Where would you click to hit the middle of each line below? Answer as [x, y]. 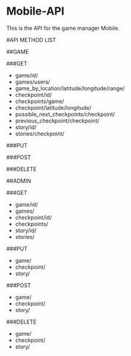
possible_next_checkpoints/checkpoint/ [65, 114]
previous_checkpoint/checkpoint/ [57, 121]
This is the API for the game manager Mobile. [63, 28]
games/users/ [33, 82]
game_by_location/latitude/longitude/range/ [70, 88]
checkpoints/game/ [40, 101]
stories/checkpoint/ [40, 133]
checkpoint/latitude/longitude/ [53, 107]
